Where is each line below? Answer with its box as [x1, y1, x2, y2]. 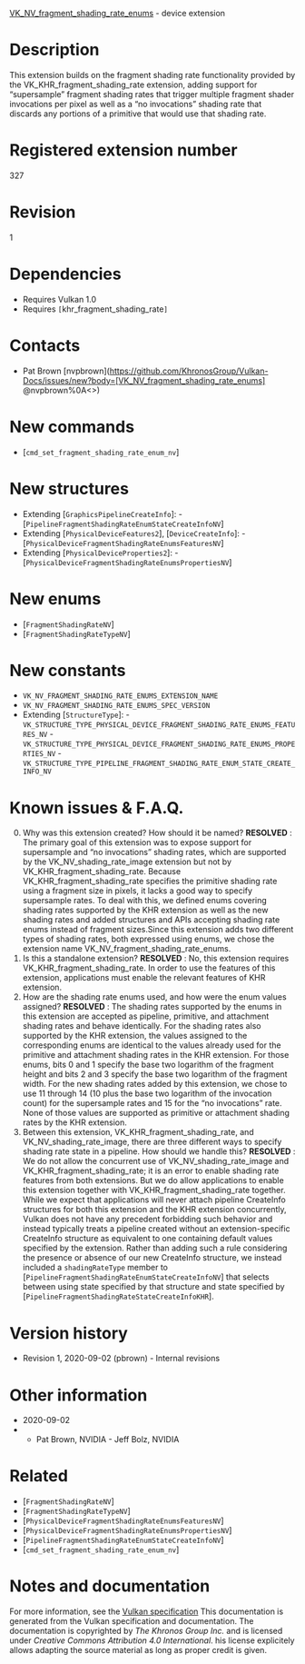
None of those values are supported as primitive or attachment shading [22, 1108, 290, 1119]
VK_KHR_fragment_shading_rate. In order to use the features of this [22, 962, 276, 973]
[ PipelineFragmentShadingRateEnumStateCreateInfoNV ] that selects [22, 1271, 270, 1282]
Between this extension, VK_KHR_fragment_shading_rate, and [22, 1127, 254, 1138]
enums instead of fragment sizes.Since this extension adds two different [22, 924, 294, 935]
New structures [9, 478, 130, 499]
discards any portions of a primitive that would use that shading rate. [9, 108, 267, 119]
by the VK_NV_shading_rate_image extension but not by [22, 856, 232, 867]
